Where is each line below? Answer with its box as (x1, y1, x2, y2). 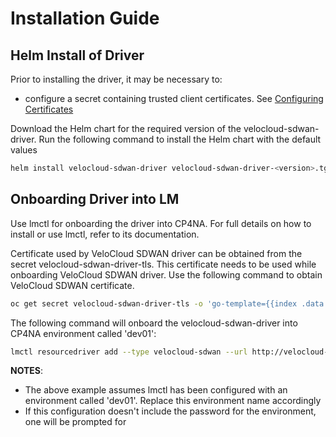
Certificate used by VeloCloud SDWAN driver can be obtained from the (10, 247, 303, 259)
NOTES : (10, 365, 44, 377)
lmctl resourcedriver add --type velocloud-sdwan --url (10, 347, 248, 357)
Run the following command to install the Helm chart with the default (38, 133, 322, 145)
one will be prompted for (24, 416, 127, 428)
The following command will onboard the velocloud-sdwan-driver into (10, 317, 298, 329)
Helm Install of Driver (10, 47, 145, 64)
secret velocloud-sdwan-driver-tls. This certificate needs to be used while (10, 258, 317, 270)
